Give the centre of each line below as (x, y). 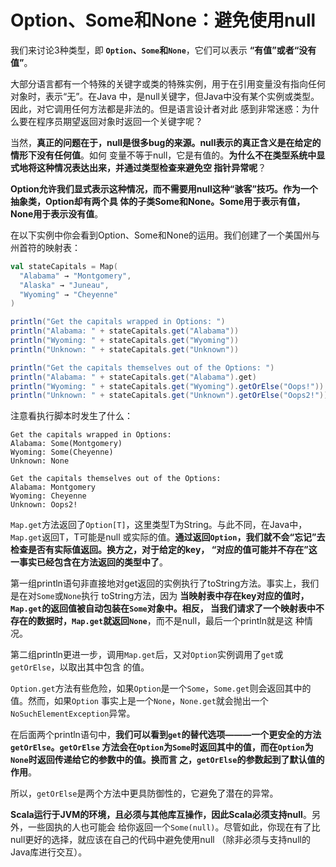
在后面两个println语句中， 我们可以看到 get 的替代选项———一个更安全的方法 (166, 735)
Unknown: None (40, 461)
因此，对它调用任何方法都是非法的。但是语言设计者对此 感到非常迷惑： (156, 108)
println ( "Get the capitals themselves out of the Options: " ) (142, 367)
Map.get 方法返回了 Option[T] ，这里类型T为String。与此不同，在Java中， (159, 525)
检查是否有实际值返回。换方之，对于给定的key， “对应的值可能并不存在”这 (164, 550)
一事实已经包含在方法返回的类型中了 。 (89, 562)
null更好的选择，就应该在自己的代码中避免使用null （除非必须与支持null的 (160, 840)
